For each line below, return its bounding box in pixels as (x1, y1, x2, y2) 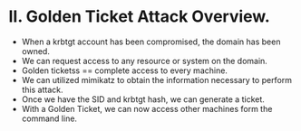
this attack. (21, 84, 64, 95)
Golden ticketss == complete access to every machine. (21, 65, 228, 76)
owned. (21, 45, 51, 56)
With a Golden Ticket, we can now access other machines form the (21, 103, 273, 114)
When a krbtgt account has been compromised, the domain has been (21, 36, 281, 47)
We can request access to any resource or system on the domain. (21, 55, 268, 66)
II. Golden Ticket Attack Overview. (8, 6, 271, 27)
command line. (21, 113, 78, 124)
